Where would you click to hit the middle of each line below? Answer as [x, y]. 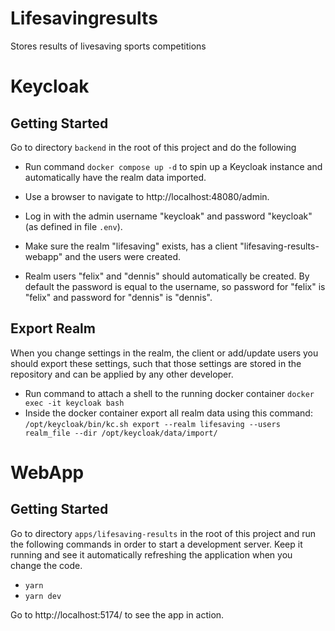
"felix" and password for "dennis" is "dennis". [118, 297]
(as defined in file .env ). [73, 226]
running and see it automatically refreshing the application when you [151, 554]
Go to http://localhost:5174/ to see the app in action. [117, 614]
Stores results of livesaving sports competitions [108, 46]
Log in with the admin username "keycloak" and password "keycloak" [168, 216]
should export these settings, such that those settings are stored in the [156, 363]
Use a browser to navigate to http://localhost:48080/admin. [147, 196]
